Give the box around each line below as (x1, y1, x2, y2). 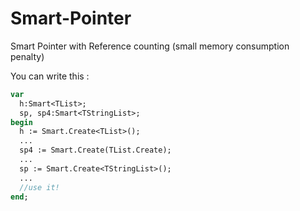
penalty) (10, 50, 45, 62)
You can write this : (10, 70, 90, 82)
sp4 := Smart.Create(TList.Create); (19, 145, 172, 156)
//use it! (19, 182, 60, 192)
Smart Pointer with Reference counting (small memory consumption (10, 40, 290, 52)
